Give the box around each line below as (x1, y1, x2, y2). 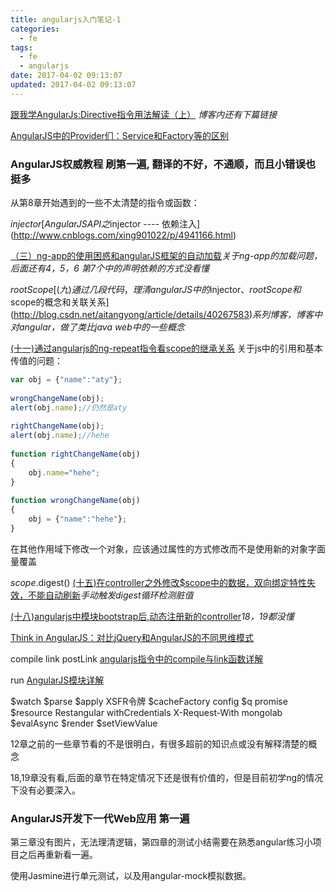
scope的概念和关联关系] (10, 296, 110, 308)
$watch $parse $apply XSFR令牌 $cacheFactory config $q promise (10, 695, 288, 707)
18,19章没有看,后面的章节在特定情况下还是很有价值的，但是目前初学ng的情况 (10, 771, 324, 783)
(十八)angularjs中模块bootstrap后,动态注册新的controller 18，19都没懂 (10, 610, 295, 622)
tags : (10, 42, 33, 53)
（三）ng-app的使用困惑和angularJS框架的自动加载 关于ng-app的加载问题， (10, 250, 323, 262)
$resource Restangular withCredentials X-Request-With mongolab (10, 706, 283, 718)
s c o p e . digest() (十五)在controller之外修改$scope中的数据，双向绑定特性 (10, 576, 307, 588)
